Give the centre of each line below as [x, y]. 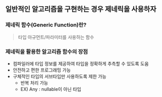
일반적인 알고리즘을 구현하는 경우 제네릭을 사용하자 [81, 9]
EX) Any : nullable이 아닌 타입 [51, 89]
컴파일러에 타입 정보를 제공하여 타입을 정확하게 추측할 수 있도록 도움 [81, 63]
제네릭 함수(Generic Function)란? [46, 25]
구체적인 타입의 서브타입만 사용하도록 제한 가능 [59, 76]
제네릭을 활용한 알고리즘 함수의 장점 [47, 52]
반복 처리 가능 [34, 83]
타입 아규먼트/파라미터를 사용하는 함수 [56, 37]
